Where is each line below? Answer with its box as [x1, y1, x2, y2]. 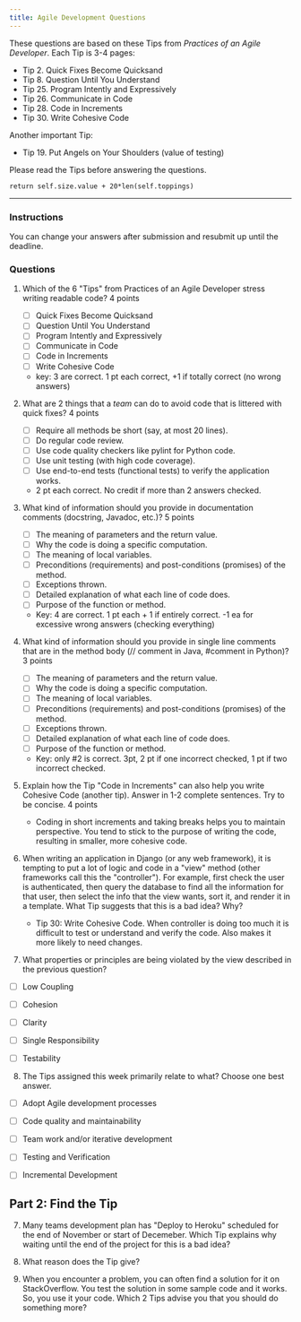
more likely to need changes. [35, 937, 143, 947]
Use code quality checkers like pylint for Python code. [35, 445, 236, 455]
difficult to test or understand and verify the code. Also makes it [35, 927, 271, 937]
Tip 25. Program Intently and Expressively [21, 83, 176, 94]
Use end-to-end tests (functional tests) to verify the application [35, 465, 271, 476]
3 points [21, 655, 53, 666]
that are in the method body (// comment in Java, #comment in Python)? [21, 646, 289, 657]
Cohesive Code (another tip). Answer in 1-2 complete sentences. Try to [21, 790, 285, 800]
